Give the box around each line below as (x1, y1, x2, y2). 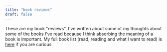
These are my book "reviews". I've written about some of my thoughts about (5, 25, 162, 31)
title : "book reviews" (5, 7, 52, 12)
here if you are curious (5, 41, 52, 47)
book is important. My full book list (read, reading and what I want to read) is (5, 36, 163, 42)
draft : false (5, 12, 32, 17)
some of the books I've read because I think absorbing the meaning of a (5, 31, 154, 37)
